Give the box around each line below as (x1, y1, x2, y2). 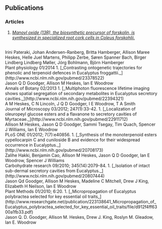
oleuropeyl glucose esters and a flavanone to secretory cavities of (5, 111, 137, 117)
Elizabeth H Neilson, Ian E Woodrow (5, 183, 76, 189)
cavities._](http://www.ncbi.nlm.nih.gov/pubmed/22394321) (5, 96, 124, 101)
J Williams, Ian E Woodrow (5, 126, 58, 132)
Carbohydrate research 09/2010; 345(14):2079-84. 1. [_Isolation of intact (5, 163, 150, 168)
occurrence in (5, 142, 33, 147)
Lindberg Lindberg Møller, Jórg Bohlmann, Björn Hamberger (5, 59, 125, 65)
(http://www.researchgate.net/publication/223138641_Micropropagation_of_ (5, 198, 156, 204)
